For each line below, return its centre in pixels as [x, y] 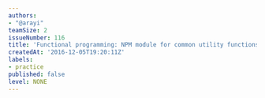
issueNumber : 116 [37, 38]
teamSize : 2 [28, 30]
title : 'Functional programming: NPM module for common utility [116, 45]
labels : [21, 60]
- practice [26, 67]
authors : [22, 15]
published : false [37, 74]
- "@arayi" [26, 23]
